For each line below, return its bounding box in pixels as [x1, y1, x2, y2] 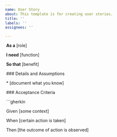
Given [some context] [6, 108, 49, 114]
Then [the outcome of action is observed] [6, 127, 89, 133]
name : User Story [5, 7, 40, 12]
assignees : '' [5, 25, 34, 30]
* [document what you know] [6, 80, 64, 86]
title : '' [5, 16, 25, 21]
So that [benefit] [6, 61, 39, 67]
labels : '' [5, 20, 27, 26]
